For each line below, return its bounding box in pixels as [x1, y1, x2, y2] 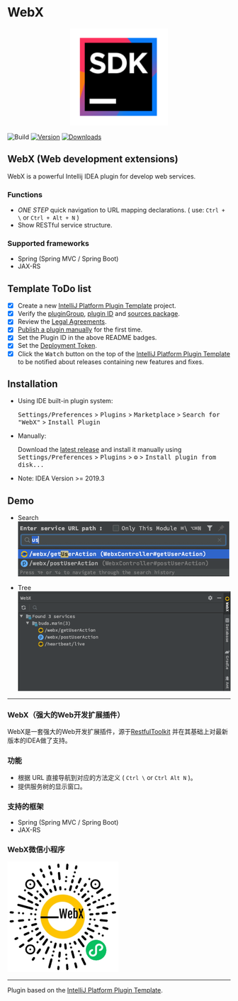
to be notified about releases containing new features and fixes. [17, 357, 204, 366]
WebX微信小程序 [7, 844, 65, 854]
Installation [7, 378, 58, 390]
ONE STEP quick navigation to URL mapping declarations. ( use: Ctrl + [17, 206, 225, 215]
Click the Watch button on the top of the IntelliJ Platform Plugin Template [17, 349, 230, 358]
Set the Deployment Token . [17, 341, 98, 350]
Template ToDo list [7, 283, 92, 295]
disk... [17, 461, 45, 469]
